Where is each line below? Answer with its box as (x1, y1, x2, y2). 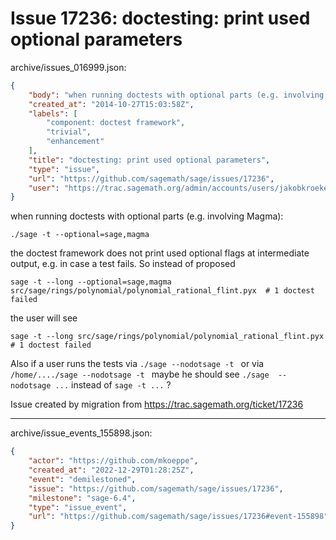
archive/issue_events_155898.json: (10, 427, 153, 439)
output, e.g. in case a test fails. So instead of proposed (10, 258, 236, 270)
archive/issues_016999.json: (10, 61, 127, 73)
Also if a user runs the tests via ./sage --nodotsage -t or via (10, 358, 265, 370)
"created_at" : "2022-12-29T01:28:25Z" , (28, 465, 195, 476)
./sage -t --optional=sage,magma (10, 230, 150, 240)
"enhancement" (46, 137, 105, 147)
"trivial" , (46, 127, 92, 137)
